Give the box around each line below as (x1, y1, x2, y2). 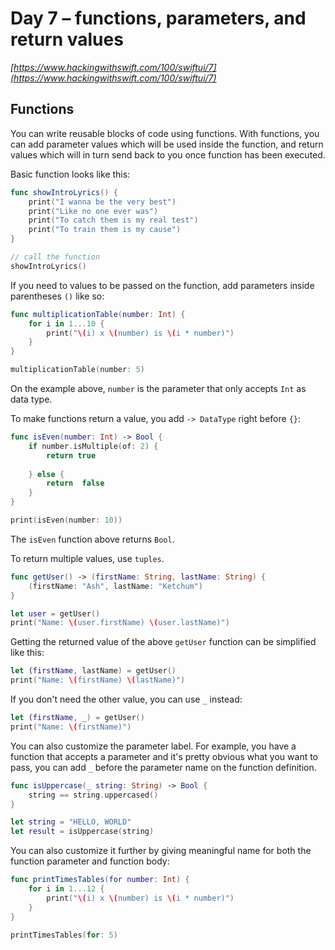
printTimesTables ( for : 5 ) (10, 930, 118, 940)
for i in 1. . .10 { (28, 318, 105, 329)
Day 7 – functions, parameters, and (10, 7, 307, 30)
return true (46, 450, 97, 461)
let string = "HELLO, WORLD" (10, 817, 132, 827)
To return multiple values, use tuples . (10, 552, 165, 564)
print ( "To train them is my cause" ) (28, 225, 182, 235)
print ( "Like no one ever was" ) (28, 206, 159, 216)
